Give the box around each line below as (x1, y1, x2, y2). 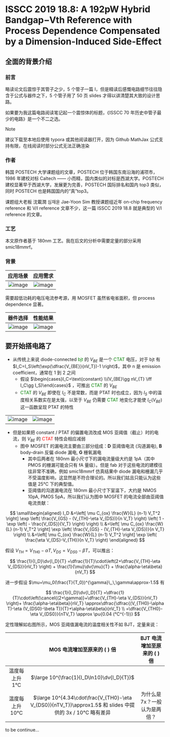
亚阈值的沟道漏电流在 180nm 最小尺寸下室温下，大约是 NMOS (27, 487, 157, 493)
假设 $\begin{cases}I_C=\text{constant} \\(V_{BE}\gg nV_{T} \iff (20, 376, 152, 382)
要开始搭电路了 (5, 342, 52, 350)
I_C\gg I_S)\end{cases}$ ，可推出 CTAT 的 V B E (20, 382, 117, 390)
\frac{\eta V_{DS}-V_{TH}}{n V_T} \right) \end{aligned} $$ (25, 537, 145, 543)
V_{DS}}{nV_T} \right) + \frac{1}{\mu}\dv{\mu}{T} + (7, 563, 114, 570)
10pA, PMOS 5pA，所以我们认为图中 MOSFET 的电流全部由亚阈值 (27, 494, 164, 500)
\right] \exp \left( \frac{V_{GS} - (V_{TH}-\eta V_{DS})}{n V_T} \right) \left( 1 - (6, 515, 164, 521)
